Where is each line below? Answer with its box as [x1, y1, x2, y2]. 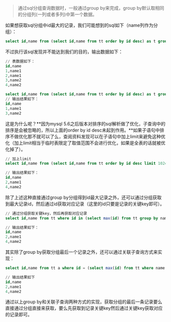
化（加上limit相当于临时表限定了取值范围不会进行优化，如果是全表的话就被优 [5, 140, 166, 146]
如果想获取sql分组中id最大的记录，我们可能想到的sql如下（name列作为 [5, 22, 154, 28]
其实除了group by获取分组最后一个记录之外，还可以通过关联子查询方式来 [5, 249, 158, 255]
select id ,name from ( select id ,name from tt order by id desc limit [5, 161, 156, 166]
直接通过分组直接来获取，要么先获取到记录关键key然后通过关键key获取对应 [5, 305, 163, 311]
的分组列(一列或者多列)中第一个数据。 [17, 11, 98, 17]
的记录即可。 [5, 311, 32, 318]
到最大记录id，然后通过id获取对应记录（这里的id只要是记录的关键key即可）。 [5, 201, 165, 207]
